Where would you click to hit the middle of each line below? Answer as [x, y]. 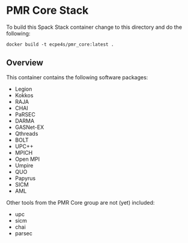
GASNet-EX [29, 127]
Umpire [24, 165]
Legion [23, 89]
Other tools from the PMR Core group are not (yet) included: [80, 202]
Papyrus [25, 178]
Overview [25, 63]
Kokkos [24, 95]
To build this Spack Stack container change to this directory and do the [94, 27]
